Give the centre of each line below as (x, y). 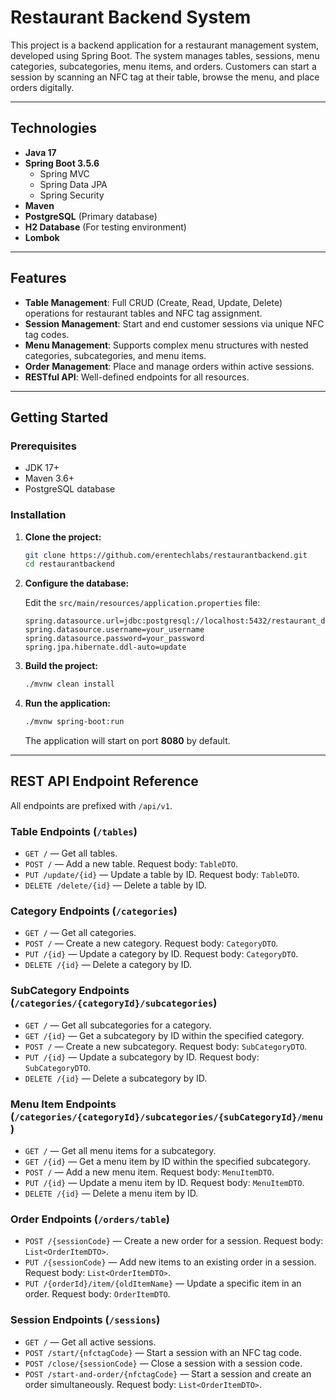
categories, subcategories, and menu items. (115, 355)
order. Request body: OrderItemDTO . (97, 1294)
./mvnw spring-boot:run (74, 722)
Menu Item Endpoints (63, 1104)
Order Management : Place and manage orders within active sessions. (169, 366)
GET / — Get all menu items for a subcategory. (120, 1151)
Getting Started (59, 417)
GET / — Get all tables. (71, 853)
